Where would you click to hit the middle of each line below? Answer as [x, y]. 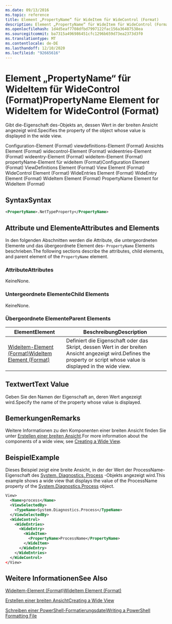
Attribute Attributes [29, 269]
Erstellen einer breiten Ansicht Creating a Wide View [60, 600]
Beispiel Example [33, 457]
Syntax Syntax [28, 200]
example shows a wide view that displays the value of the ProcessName [81, 481]
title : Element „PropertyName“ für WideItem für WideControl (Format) [82, 19]
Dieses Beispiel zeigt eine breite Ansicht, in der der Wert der [69, 470]
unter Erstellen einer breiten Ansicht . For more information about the [77, 436]
